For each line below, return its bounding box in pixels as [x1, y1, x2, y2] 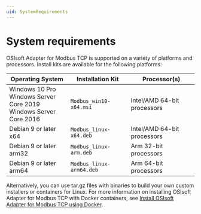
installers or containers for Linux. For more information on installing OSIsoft [6, 188, 191, 195]
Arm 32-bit [130, 142, 163, 150]
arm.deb [70, 149, 93, 156]
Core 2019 [9, 100, 41, 108]
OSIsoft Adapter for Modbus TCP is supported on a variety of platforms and [6, 54, 193, 62]
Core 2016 [9, 115, 41, 123]
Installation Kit [77, 75, 119, 83]
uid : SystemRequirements [6, 8, 68, 15]
